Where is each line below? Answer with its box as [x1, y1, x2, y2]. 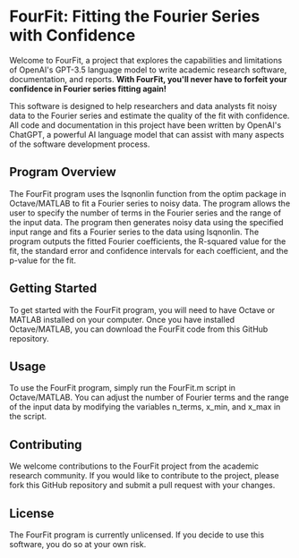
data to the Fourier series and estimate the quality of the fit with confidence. [9, 110, 290, 121]
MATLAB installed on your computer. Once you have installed [9, 314, 235, 325]
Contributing [9, 436, 82, 452]
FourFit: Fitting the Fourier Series [9, 6, 261, 27]
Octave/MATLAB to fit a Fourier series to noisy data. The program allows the [9, 198, 291, 208]
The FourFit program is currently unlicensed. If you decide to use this [9, 529, 265, 540]
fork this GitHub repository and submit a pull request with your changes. [9, 480, 276, 491]
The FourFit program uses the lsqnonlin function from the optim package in [9, 188, 286, 199]
